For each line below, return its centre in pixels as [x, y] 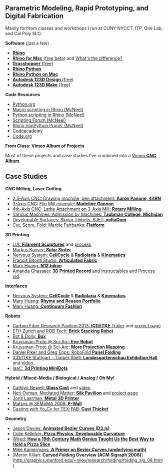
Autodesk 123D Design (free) [43, 79]
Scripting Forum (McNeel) [39, 120]
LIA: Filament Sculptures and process [52, 244]
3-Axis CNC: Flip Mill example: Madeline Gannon [63, 203]
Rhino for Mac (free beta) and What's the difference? [67, 58]
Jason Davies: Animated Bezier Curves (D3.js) [61, 428]
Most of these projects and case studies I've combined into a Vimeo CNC [81, 155]
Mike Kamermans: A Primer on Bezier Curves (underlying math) [79, 449]
